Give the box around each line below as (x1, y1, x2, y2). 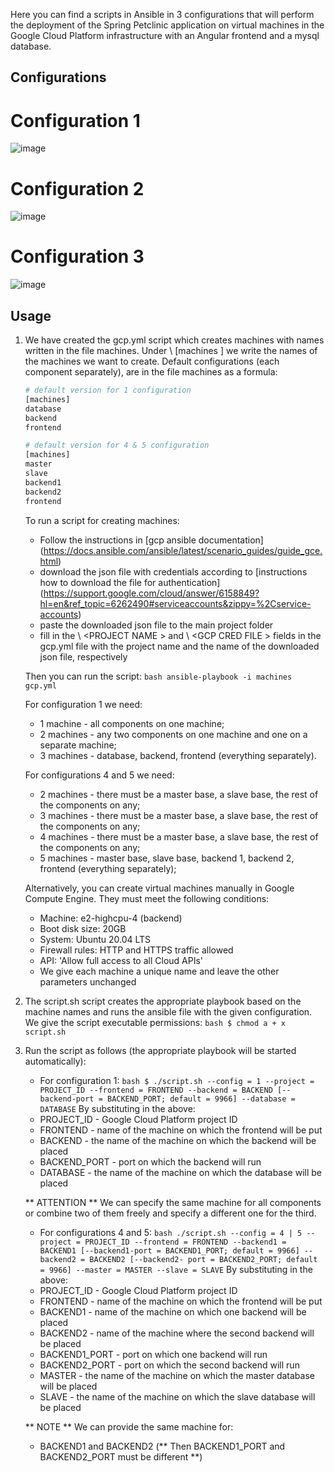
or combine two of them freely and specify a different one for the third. (24, 1207, 317, 1219)
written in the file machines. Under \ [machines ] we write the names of (24, 345, 318, 357)
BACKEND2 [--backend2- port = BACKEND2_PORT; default (89, 1254, 318, 1264)
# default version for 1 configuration (24, 385, 192, 396)
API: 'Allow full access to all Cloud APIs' (39, 954, 204, 966)
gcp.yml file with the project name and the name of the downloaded (39, 640, 320, 652)
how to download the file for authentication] (39, 576, 221, 588)
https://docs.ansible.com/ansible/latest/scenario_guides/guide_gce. (43, 544, 323, 556)
